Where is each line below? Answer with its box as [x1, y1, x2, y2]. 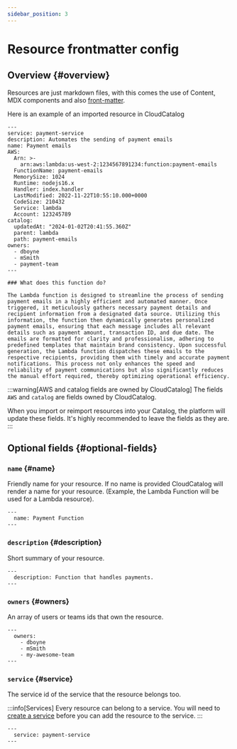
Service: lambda [13, 204, 62, 211]
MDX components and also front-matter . [7, 95, 126, 104]
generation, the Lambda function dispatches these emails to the [7, 347, 204, 355]
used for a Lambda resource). [7, 495, 94, 503]
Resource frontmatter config [7, 41, 180, 57]
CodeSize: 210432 [13, 198, 65, 205]
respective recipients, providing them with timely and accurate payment [7, 354, 231, 361]
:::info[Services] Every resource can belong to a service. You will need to [7, 704, 221, 713]
